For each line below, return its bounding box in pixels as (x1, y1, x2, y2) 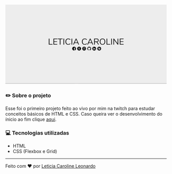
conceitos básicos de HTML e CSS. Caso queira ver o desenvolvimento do (5, 111, 163, 117)
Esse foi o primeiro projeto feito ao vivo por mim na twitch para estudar (5, 105, 155, 112)
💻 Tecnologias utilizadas (5, 129, 69, 136)
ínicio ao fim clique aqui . (5, 116, 57, 122)
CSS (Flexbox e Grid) (12, 148, 57, 155)
